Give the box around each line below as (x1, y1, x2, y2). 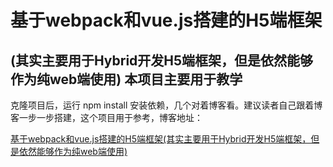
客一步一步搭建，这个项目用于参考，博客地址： (10, 112, 203, 123)
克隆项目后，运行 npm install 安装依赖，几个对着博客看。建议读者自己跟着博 (10, 99, 323, 111)
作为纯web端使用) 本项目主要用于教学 (10, 71, 243, 88)
